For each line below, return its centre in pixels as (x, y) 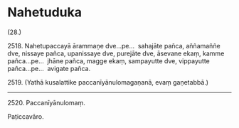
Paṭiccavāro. (26, 116)
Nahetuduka (44, 12)
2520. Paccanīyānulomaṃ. (46, 102)
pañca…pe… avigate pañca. (49, 68)
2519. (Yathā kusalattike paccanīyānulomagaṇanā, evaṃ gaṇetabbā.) (108, 82)
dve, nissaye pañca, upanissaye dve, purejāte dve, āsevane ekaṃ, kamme (116, 53)
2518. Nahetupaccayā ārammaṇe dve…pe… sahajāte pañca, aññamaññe (114, 46)
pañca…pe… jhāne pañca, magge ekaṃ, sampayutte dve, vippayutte (108, 60)
